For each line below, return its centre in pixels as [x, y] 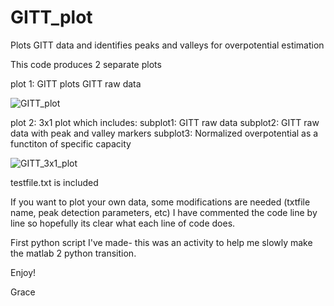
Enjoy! [23, 272]
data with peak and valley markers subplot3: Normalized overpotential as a [164, 133]
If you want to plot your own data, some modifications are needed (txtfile [160, 202]
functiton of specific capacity [71, 143]
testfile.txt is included [54, 182]
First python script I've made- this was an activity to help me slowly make [161, 242]
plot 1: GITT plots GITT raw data [76, 83]
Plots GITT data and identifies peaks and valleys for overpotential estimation [167, 45]
